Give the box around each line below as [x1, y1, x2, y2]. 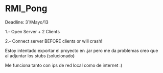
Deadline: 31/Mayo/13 [5, 19, 49, 25]
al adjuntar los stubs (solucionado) [5, 52, 75, 59]
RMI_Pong [5, 3, 47, 14]
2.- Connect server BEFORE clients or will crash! [5, 38, 103, 44]
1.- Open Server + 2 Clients [5, 28, 60, 34]
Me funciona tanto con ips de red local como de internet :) [5, 62, 122, 68]
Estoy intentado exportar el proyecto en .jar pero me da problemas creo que [5, 48, 158, 53]
